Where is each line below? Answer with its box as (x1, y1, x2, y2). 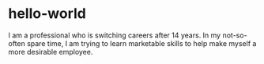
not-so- (222, 30, 247, 40)
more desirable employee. (8, 47, 93, 56)
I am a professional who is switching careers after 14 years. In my (8, 30, 221, 40)
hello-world (8, 5, 87, 23)
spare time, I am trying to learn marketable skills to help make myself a (26, 38, 257, 48)
